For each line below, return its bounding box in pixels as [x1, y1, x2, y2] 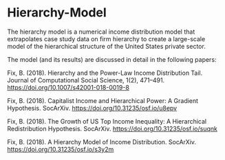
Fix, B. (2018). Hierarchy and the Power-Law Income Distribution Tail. [7, 69, 203, 77]
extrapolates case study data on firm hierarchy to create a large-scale [7, 34, 206, 43]
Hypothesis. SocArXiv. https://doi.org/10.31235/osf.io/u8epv [7, 104, 178, 112]
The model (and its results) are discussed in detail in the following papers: [7, 55, 217, 63]
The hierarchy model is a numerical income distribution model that [7, 27, 195, 36]
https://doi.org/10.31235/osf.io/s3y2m [7, 145, 114, 153]
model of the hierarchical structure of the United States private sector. [7, 42, 206, 50]
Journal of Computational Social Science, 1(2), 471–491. [7, 76, 165, 84]
